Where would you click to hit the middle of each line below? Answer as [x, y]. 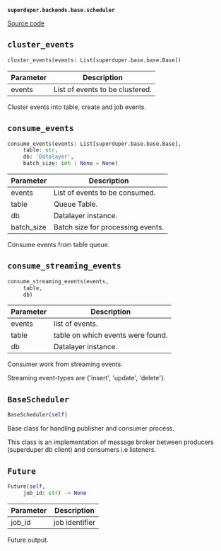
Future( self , [26, 486]
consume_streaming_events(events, [58, 281]
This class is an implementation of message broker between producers [110, 442]
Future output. [28, 540]
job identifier [74, 522]
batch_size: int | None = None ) [71, 164]
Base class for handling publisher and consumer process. [91, 428]
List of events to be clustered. [102, 89]
